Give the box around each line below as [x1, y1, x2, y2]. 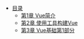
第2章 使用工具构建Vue [20, 19, 78, 26]
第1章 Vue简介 [20, 12, 56, 19]
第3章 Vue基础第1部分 [20, 27, 75, 34]
